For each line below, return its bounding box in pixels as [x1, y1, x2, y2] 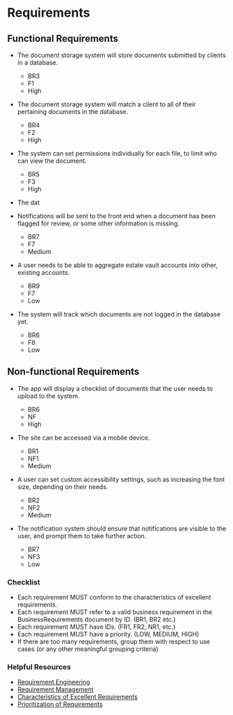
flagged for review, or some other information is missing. [17, 219, 179, 227]
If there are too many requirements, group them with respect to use [17, 638, 211, 646]
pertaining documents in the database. [17, 108, 129, 115]
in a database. [17, 58, 58, 67]
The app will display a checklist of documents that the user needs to [17, 384, 214, 392]
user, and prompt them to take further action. [17, 531, 147, 540]
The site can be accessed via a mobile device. [17, 433, 150, 442]
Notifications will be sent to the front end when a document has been [17, 212, 216, 220]
